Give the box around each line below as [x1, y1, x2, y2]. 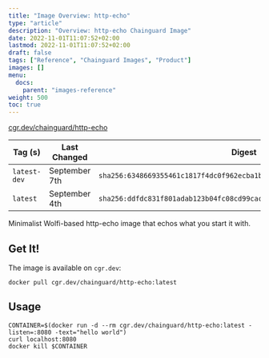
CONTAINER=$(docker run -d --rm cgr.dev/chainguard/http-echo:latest [8, 321, 246, 329]
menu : [8, 71, 26, 79]
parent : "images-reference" [22, 86, 116, 94]
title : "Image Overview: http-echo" [8, 11, 130, 20]
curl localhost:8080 [8, 335, 78, 344]
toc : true [8, 101, 42, 109]
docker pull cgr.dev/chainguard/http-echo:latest [8, 278, 178, 286]
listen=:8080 [8, 328, 52, 336]
